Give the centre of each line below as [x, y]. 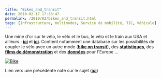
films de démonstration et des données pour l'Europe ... [62, 52]
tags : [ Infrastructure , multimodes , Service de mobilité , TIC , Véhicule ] [81, 23]
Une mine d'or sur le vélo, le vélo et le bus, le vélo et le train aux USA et [76, 37]
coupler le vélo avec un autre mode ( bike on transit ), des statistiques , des [79, 47]
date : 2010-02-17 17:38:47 [32, 14]
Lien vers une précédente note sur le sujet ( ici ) [51, 71]
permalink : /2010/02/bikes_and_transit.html [51, 18]
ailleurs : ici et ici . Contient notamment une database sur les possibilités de [80, 42]
